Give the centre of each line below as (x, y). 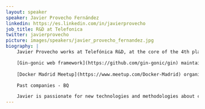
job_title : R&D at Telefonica (44, 29)
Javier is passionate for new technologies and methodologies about (106, 96)
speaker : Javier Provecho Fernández (52, 18)
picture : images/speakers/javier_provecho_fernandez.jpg (80, 40)
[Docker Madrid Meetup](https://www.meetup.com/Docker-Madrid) (99, 74)
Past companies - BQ (43, 85)
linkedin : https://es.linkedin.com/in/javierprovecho (76, 23)
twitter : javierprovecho (37, 35)
